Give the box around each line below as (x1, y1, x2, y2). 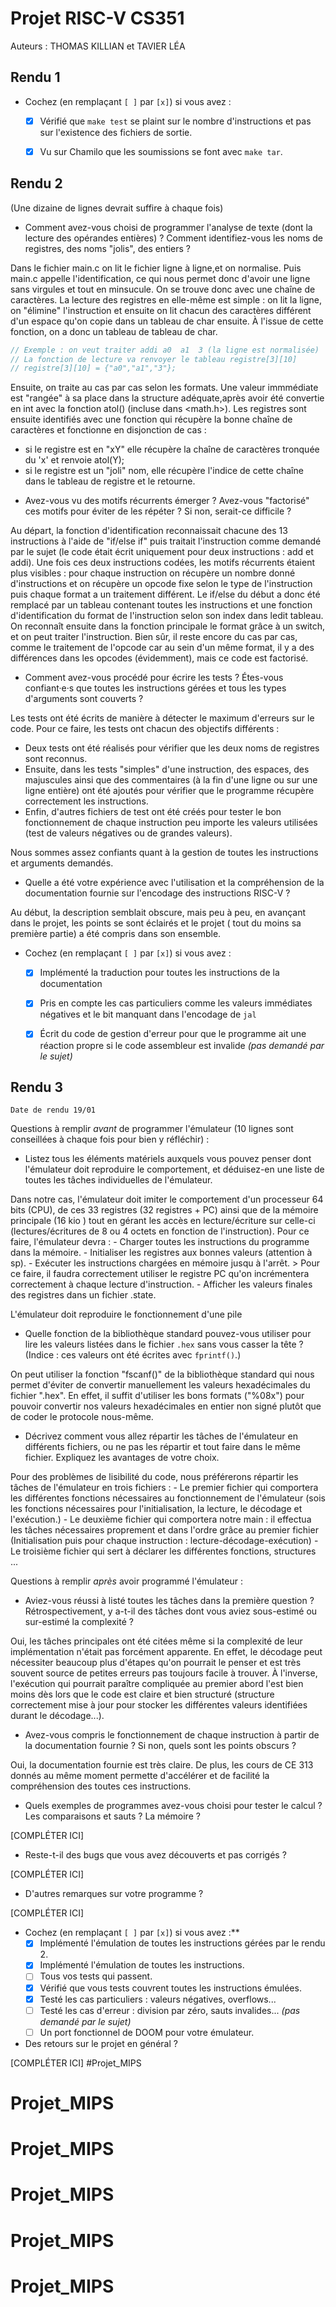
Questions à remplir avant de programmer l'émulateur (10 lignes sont (10, 1123, 294, 1135)
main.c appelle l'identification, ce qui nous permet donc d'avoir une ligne (10, 272, 311, 284)
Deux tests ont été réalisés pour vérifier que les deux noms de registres (24, 742, 320, 754)
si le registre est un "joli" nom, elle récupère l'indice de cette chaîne (24, 465, 304, 477)
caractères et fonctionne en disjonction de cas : (10, 424, 207, 436)
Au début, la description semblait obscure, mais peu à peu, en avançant (10, 907, 307, 919)
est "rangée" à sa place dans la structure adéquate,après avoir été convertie (10, 392, 325, 404)
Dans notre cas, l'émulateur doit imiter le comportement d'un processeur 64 (10, 1193, 324, 1206)
